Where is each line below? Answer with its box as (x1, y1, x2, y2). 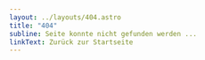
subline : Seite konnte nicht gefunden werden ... (9, 29, 198, 38)
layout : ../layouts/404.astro (9, 12, 122, 22)
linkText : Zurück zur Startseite (9, 37, 134, 47)
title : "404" (9, 21, 58, 30)
